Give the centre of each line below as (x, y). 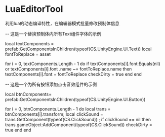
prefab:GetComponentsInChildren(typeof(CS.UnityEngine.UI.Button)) (75, 99)
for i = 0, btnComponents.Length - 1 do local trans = (58, 109)
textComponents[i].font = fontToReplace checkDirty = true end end (73, 74)
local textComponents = (30, 43)
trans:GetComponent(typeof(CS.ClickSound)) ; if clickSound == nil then (78, 119)
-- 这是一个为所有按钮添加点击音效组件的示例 (51, 84)
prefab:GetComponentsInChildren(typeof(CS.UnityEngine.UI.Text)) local (78, 49)
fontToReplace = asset (28, 54)
